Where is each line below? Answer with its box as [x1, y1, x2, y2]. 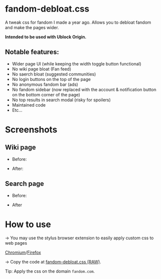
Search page [5, 180, 44, 188]
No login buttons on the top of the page [12, 76, 91, 82]
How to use [5, 219, 51, 230]
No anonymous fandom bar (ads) [12, 81, 78, 87]
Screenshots [5, 124, 58, 135]
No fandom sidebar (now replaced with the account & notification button [12, 86, 157, 93]
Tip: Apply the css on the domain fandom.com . [5, 268, 95, 274]
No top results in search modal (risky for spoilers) [12, 97, 111, 103]
